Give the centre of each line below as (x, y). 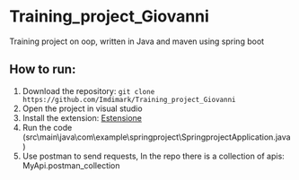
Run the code (47, 127)
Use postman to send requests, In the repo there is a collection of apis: (153, 156)
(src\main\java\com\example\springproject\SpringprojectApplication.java (156, 137)
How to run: (43, 69)
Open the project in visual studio (82, 108)
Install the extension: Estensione (82, 117)
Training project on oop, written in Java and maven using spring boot (137, 41)
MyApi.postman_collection (71, 165)
